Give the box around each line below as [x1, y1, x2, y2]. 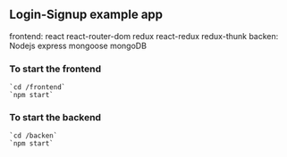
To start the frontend [9, 62, 102, 75]
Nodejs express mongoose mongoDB [9, 40, 148, 51]
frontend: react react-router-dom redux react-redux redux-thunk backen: [9, 30, 279, 41]
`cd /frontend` [9, 83, 66, 92]
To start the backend [9, 112, 101, 124]
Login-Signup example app [9, 7, 164, 22]
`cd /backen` [9, 131, 58, 141]
